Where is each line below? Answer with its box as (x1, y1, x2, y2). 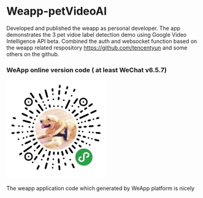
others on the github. (6, 50, 59, 57)
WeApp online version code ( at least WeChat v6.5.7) (6, 65, 167, 74)
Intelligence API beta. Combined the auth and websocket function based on (6, 37, 197, 45)
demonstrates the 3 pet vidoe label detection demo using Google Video (6, 31, 187, 38)
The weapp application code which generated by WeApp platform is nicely (6, 185, 195, 192)
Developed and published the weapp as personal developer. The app (6, 24, 181, 32)
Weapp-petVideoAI (6, 4, 107, 18)
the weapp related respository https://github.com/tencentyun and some (6, 44, 188, 51)
